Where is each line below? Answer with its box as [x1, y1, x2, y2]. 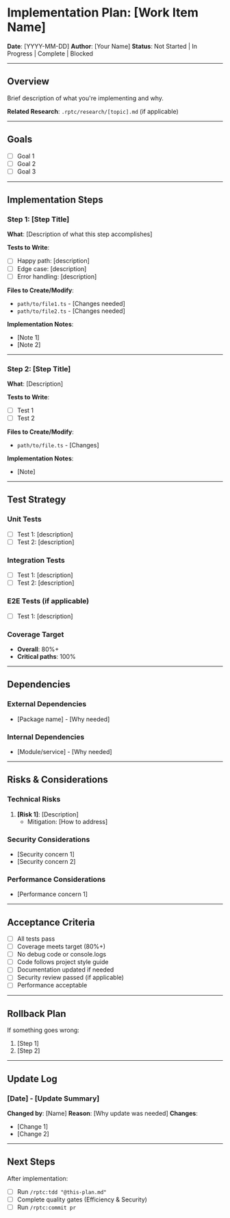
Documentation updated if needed [16, 965, 114, 974]
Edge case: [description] [16, 264, 87, 272]
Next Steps [7, 1156, 55, 1168]
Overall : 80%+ [16, 645, 60, 653]
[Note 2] [16, 340, 41, 349]
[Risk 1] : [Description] [16, 810, 79, 818]
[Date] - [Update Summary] [7, 1093, 100, 1103]
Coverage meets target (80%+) [16, 942, 106, 951]
